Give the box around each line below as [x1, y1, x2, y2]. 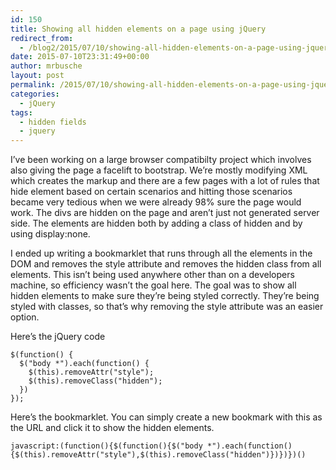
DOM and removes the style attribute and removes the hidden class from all [10, 258, 322, 270]
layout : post [10, 71, 65, 81]
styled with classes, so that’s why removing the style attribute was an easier [10, 301, 324, 313]
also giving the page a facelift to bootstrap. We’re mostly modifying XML [10, 164, 308, 176]
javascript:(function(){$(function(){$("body [10, 441, 203, 451]
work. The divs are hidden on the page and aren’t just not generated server [10, 207, 320, 219]
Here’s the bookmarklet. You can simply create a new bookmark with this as [10, 411, 323, 423]
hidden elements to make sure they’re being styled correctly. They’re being [10, 290, 320, 302]
